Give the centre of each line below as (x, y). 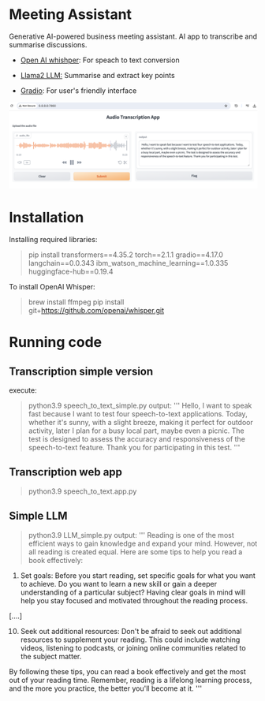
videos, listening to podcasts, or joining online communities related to (133, 647)
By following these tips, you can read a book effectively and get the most (128, 671)
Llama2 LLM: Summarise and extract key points (98, 75)
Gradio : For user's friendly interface (78, 90)
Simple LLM (38, 516)
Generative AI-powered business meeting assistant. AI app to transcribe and (133, 36)
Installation (47, 218)
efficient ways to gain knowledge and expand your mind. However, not (143, 543)
